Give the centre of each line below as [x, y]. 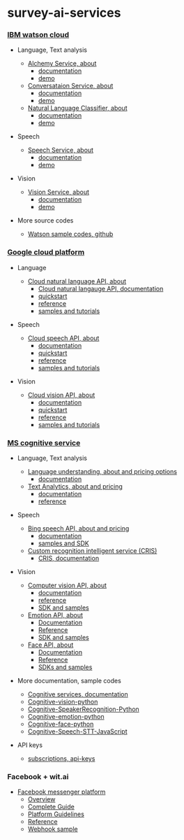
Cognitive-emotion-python [66, 717]
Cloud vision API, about [61, 395]
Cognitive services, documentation [78, 694]
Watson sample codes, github [70, 234]
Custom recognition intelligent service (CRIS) [92, 551]
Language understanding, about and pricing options [102, 472]
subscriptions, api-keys [61, 759]
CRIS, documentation [69, 559]
